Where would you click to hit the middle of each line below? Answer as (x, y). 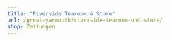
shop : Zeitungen (31, 26)
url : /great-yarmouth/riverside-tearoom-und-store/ (85, 20)
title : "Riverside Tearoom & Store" (61, 14)
